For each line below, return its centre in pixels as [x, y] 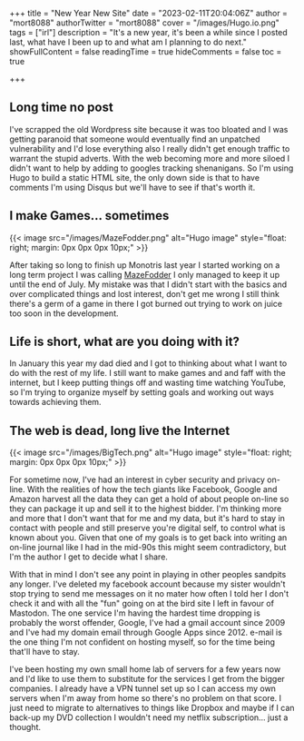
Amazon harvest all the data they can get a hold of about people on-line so [149, 499]
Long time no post [61, 108]
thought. [25, 727]
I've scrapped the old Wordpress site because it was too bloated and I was [149, 129]
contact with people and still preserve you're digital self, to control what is [147, 528]
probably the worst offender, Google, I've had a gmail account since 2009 [147, 623]
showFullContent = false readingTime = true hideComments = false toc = [146, 52]
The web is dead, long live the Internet [120, 430]
